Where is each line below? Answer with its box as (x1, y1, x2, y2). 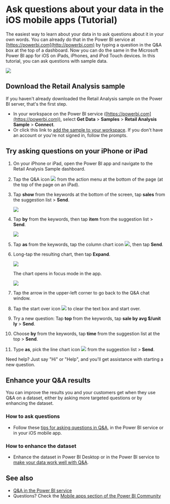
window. (13, 295, 31, 301)
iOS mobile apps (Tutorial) (6, 14, 118, 26)
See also (6, 474, 33, 483)
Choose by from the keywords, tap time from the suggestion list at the (13, 330, 160, 337)
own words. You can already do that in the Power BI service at (6, 36, 136, 43)
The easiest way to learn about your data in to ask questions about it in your (6, 31, 164, 37)
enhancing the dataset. (6, 400, 54, 406)
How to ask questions (6, 413, 60, 420)
